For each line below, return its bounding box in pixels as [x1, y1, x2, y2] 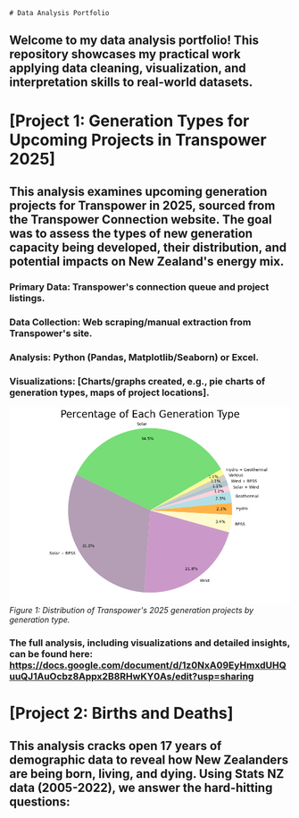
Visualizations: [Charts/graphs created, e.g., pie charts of [9, 375, 266, 387]
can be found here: [9, 647, 94, 660]
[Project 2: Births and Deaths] [9, 703, 234, 723]
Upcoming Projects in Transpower [9, 130, 267, 150]
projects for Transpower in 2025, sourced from [9, 198, 276, 213]
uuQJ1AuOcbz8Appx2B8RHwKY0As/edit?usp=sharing [9, 670, 254, 682]
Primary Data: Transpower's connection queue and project [9, 281, 270, 293]
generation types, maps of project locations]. [9, 386, 210, 399]
